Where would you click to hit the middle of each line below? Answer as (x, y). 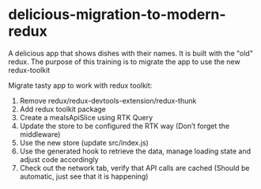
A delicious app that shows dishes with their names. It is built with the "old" (130, 53)
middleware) (40, 134)
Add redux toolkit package (63, 109)
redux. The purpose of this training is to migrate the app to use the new (124, 62)
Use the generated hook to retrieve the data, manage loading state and (135, 151)
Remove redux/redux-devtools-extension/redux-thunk (108, 100)
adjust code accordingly (59, 159)
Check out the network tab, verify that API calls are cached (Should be (135, 168)
